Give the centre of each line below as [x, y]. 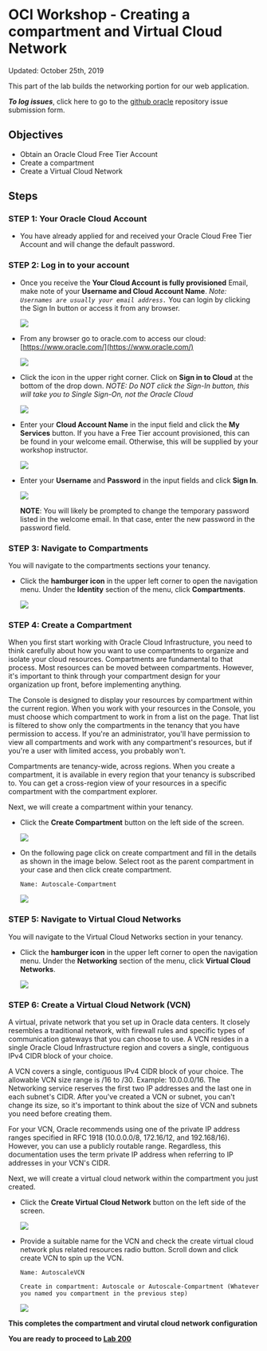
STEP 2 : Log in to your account [69, 265]
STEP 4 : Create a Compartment [70, 625]
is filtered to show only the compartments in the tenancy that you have [124, 726]
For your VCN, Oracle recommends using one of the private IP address [124, 1129]
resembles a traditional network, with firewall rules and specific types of [127, 1030]
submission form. [37, 110]
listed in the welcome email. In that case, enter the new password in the [137, 519]
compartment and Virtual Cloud [116, 31]
